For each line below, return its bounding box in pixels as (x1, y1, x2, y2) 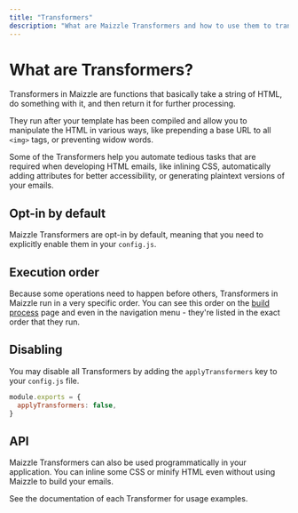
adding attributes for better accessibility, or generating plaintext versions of (9, 171, 286, 181)
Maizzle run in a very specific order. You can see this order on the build (9, 298, 271, 309)
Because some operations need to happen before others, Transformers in (9, 288, 278, 299)
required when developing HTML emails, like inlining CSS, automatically (9, 161, 271, 172)
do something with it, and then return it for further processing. (9, 99, 237, 109)
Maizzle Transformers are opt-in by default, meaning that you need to (9, 229, 264, 240)
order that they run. (9, 317, 81, 327)
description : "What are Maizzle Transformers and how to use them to (9, 21, 272, 30)
